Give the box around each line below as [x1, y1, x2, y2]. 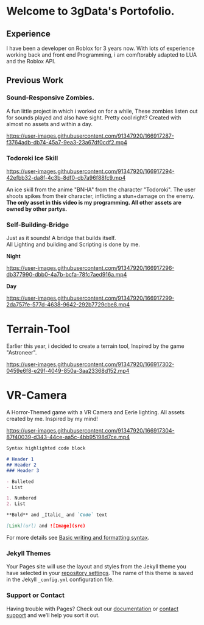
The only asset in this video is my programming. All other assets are [6, 199, 181, 206]
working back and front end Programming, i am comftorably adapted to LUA [6, 51, 197, 58]
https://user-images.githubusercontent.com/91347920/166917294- [6, 168, 175, 175]
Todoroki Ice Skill [6, 154, 58, 162]
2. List [6, 501, 26, 507]
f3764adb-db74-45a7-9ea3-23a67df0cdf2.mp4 [6, 138, 128, 146]
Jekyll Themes [6, 549, 51, 557]
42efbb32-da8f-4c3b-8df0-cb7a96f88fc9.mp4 [6, 174, 126, 181]
